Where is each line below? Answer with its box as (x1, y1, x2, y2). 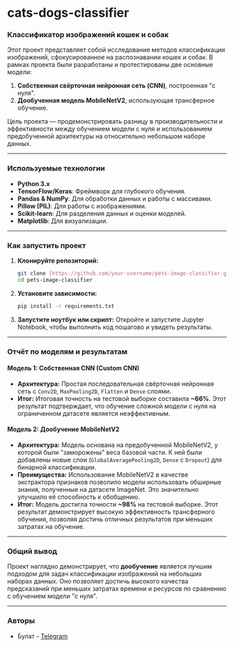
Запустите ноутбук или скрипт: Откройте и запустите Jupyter (17, 315, 205, 323)
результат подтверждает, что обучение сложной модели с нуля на (17, 402, 217, 410)
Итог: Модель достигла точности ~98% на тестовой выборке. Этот (17, 500, 219, 509)
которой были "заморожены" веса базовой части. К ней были (17, 449, 203, 457)
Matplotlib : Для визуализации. (17, 217, 108, 225)
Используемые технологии (7, 163, 106, 173)
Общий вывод (7, 546, 58, 556)
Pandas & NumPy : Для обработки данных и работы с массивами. (17, 194, 212, 203)
